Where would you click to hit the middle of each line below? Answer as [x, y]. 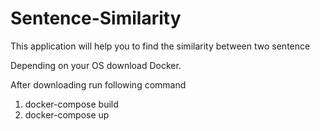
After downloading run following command [98, 84]
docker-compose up [67, 114]
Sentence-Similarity [96, 18]
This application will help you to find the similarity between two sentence [160, 46]
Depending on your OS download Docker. [96, 65]
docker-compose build [71, 104]
